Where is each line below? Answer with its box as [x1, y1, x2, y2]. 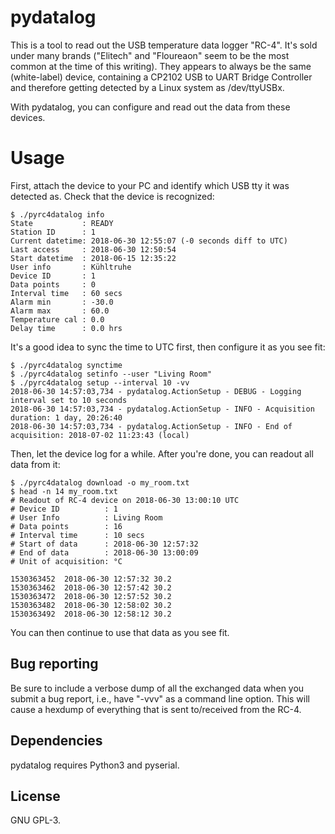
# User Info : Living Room [10, 512, 163, 523]
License [10, 787, 61, 805]
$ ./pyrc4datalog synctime [10, 360, 123, 370]
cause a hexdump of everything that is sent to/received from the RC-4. [10, 703, 302, 715]
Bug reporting [10, 656, 99, 673]
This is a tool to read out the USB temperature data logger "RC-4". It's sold [10, 39, 318, 51]
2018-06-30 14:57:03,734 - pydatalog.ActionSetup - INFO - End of [10, 421, 293, 431]
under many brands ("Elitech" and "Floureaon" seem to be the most [10, 49, 290, 61]
